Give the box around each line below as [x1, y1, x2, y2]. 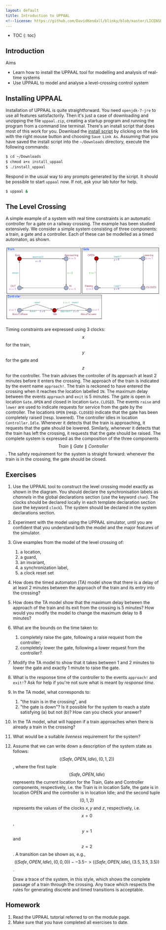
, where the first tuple [12, 763, 57, 769]
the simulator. [12, 530, 41, 536]
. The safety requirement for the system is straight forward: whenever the [5, 451, 155, 457]
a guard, [20, 554, 37, 560]
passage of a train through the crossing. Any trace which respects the [12, 881, 155, 887]
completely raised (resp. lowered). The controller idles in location [5, 415, 138, 421]
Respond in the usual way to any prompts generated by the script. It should [5, 173, 158, 179]
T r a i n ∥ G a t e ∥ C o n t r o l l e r [58, 443, 109, 449]
